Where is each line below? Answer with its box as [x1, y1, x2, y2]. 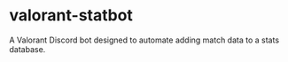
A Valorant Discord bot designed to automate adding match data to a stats [9, 35, 280, 45]
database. [9, 43, 46, 54]
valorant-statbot [9, 5, 133, 26]
